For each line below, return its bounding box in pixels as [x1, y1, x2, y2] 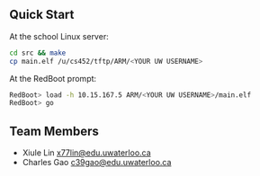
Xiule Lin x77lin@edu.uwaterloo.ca [22, 147, 151, 158]
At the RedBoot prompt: [9, 73, 97, 84]
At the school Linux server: [9, 31, 110, 41]
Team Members [9, 123, 99, 138]
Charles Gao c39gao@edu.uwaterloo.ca [22, 157, 172, 168]
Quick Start [9, 7, 75, 22]
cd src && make [9, 48, 67, 57]
